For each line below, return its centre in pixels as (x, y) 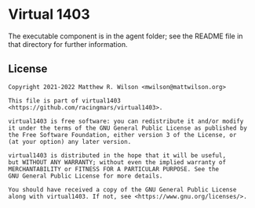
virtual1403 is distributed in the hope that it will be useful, (117, 155)
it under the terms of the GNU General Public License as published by (127, 128)
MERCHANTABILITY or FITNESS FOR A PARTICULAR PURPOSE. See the (114, 169)
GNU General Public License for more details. (86, 176)
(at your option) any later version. (70, 142)
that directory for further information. (68, 44)
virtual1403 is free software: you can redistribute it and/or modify (126, 121)
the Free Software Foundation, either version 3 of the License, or (122, 134)
